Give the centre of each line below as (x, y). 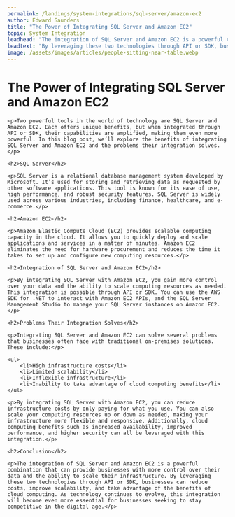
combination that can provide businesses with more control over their (114, 469)
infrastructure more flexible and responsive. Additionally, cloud (108, 420)
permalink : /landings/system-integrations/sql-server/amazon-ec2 (104, 14)
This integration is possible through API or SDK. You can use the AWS (114, 292)
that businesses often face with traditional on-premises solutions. (111, 341)
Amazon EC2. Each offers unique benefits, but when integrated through (114, 127)
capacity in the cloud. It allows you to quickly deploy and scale (108, 237)
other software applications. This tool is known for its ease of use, (114, 188)
